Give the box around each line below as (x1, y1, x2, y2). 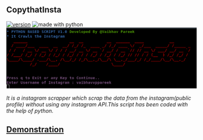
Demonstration (6, 124, 65, 135)
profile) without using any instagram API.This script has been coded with (6, 101, 188, 108)
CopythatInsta (6, 5, 62, 15)
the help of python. (6, 108, 54, 115)
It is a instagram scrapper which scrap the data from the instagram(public (6, 94, 192, 102)
